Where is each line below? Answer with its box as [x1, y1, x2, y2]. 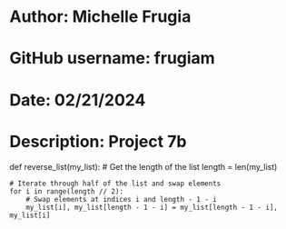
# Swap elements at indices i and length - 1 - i [25, 194, 218, 204]
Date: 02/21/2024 [9, 89, 146, 110]
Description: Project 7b [9, 131, 187, 152]
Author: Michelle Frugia [9, 6, 192, 27]
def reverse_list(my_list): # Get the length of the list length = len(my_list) [9, 161, 278, 172]
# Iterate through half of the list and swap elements [9, 179, 222, 188]
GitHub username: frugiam [9, 48, 215, 69]
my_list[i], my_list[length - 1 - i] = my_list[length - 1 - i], [25, 203, 279, 212]
